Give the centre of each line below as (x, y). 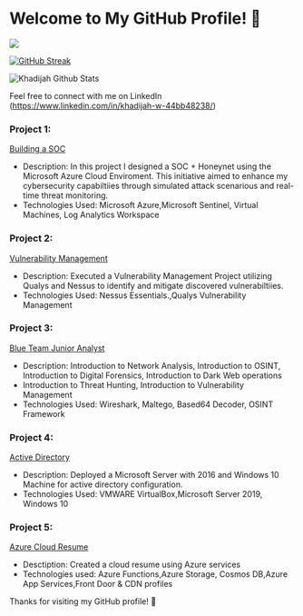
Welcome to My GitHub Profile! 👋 (135, 19)
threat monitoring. (75, 195)
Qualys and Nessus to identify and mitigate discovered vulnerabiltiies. (153, 285)
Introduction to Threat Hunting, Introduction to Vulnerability (133, 384)
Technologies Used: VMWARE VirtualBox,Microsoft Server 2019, (142, 494)
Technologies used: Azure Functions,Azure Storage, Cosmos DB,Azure (155, 574)
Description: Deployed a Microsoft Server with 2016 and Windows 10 (151, 475)
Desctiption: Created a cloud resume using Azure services (132, 565)
